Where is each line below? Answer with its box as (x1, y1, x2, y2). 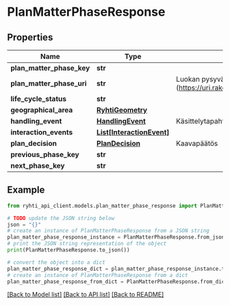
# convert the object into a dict (7, 258, 106, 266)
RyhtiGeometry (97, 106, 148, 114)
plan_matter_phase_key (10, 63, 90, 73)
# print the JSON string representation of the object (7, 241, 167, 247)
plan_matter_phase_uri (10, 79, 87, 88)
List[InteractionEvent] (97, 127, 170, 137)
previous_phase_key (10, 150, 80, 159)
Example (7, 184, 45, 196)
